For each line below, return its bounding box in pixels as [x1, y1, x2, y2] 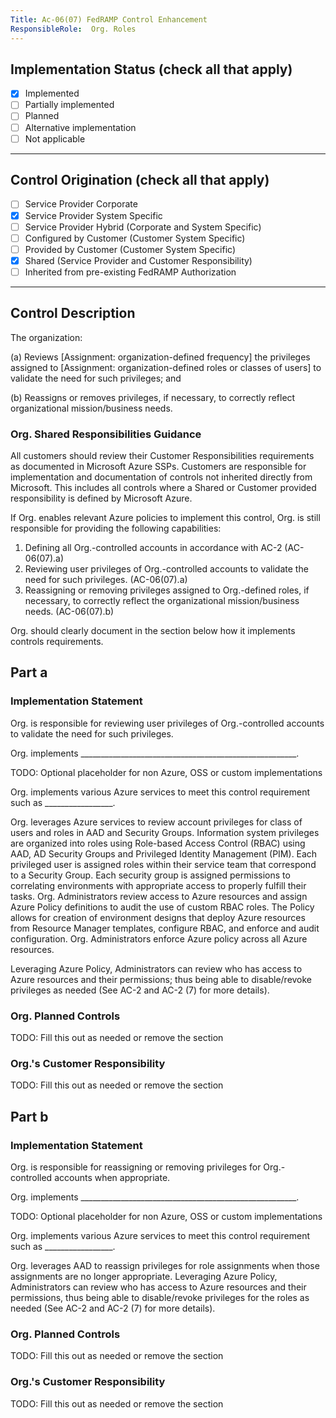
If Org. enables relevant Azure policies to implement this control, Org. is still [10, 511, 321, 523]
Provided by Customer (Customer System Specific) [24, 243, 236, 255]
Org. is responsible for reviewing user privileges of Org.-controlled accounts [10, 717, 325, 729]
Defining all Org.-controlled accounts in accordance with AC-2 [24, 541, 283, 553]
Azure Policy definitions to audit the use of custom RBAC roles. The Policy [10, 901, 315, 913]
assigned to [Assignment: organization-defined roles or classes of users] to [10, 361, 322, 373]
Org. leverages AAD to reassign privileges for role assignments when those [10, 1259, 320, 1271]
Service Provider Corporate [24, 198, 138, 210]
